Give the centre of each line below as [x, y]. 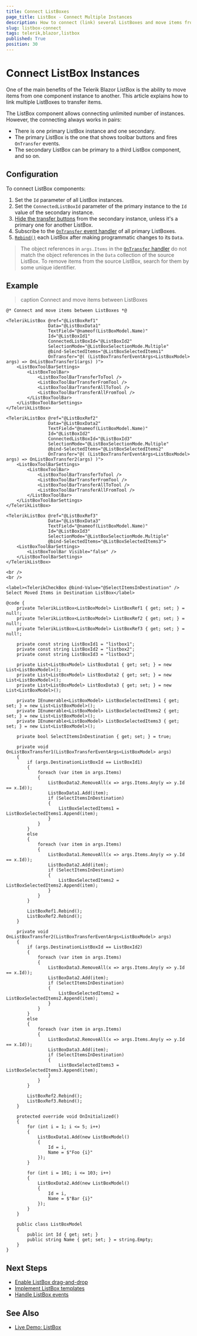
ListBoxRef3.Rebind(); [55, 1101]
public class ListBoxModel [50, 1225]
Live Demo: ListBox [38, 1327]
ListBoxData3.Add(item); [78, 1050]
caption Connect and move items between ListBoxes [84, 300]
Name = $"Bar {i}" [70, 1199]
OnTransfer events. [37, 143]
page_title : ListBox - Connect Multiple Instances [69, 17]
